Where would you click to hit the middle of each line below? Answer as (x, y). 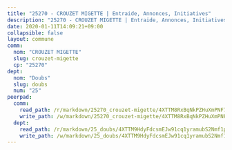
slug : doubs (31, 84)
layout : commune (30, 39)
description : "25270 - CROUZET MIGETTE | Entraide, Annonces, (98, 20)
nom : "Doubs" (32, 78)
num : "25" (27, 91)
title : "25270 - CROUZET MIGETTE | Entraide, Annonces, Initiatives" (109, 13)
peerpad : (20, 97)
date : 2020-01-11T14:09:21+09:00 (55, 26)
